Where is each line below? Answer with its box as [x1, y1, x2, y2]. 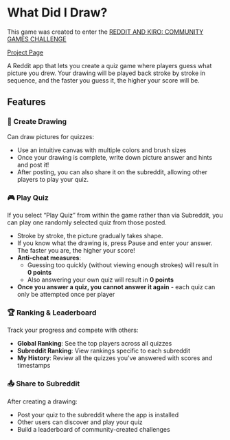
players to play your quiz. [16, 175, 89, 183]
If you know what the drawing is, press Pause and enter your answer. [16, 239, 213, 247]
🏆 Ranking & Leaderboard [7, 308, 97, 317]
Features [7, 96, 46, 108]
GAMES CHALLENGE [7, 34, 67, 43]
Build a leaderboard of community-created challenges [16, 425, 170, 433]
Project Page [7, 48, 43, 56]
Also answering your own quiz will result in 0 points [27, 275, 174, 284]
